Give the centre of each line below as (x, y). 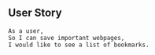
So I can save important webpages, (66, 38)
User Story (35, 13)
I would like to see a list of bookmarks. (79, 45)
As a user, (26, 31)
